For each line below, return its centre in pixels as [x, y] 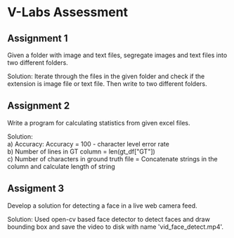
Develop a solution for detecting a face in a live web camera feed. [103, 206]
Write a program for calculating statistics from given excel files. [99, 123]
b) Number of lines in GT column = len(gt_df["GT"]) [82, 151]
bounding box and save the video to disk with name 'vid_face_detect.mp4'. [115, 227]
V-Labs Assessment [68, 12]
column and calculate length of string [61, 166]
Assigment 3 [36, 188]
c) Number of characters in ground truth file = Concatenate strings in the [112, 158]
